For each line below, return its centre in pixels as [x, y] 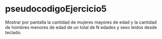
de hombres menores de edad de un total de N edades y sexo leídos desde [81, 27]
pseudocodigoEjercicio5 [56, 9]
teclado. [13, 32]
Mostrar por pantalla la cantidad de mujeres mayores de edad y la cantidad [81, 22]
